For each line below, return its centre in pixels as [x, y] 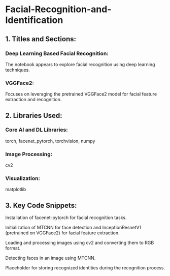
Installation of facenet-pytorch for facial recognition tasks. [66, 218]
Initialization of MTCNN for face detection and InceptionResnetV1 [73, 228]
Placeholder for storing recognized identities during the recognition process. [85, 268]
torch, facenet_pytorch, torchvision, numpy [50, 141]
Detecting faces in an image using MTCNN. [50, 258]
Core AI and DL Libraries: [37, 130]
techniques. [18, 70]
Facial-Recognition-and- [58, 9]
